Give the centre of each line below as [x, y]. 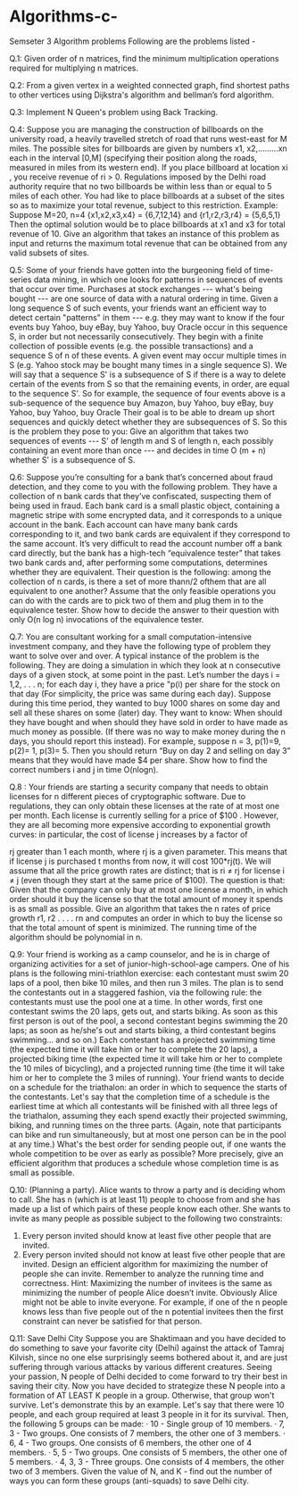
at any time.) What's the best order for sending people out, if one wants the [148, 1144]
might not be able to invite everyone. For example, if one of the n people [155, 1302]
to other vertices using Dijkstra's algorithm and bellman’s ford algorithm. [142, 95]
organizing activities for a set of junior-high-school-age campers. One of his [149, 964]
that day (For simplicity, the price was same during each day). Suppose [140, 693]
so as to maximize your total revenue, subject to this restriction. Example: [144, 205]
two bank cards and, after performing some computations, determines [138, 562]
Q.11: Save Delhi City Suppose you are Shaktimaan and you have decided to [148, 1338]
